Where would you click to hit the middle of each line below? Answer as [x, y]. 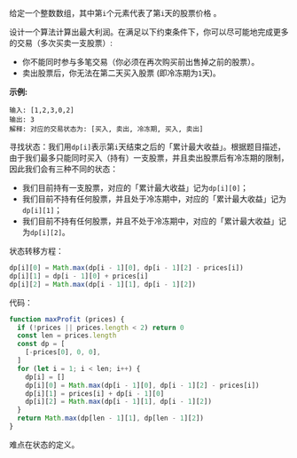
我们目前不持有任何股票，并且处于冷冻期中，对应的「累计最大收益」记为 [154, 199]
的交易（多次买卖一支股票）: [61, 43]
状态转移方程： [36, 251]
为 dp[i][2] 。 [46, 232]
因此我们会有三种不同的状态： [63, 169]
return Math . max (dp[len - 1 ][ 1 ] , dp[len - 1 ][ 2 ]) [111, 419]
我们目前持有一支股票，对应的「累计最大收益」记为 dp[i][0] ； [135, 188]
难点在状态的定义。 [44, 444]
